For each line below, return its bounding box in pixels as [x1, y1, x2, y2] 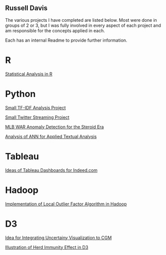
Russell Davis [5, 4, 48, 12]
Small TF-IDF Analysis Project [5, 104, 66, 110]
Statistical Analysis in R [5, 71, 53, 77]
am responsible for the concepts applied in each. [5, 27, 105, 34]
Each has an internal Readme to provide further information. [5, 37, 127, 43]
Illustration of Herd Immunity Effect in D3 [5, 244, 88, 250]
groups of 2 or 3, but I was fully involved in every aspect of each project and [5, 22, 161, 28]
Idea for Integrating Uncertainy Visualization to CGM [5, 235, 112, 241]
